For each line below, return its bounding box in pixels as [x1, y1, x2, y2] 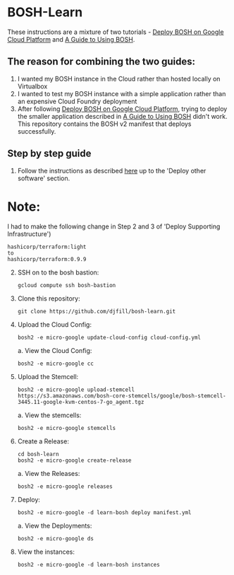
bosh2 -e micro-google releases [17, 482, 113, 490]
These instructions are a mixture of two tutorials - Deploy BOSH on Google [7, 28, 224, 36]
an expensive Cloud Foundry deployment [17, 97, 137, 105]
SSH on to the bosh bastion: [17, 268, 99, 277]
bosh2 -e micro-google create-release [17, 457, 132, 464]
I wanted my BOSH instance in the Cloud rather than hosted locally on [17, 74, 221, 83]
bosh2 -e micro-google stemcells [17, 424, 116, 431]
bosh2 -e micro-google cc [17, 360, 94, 367]
